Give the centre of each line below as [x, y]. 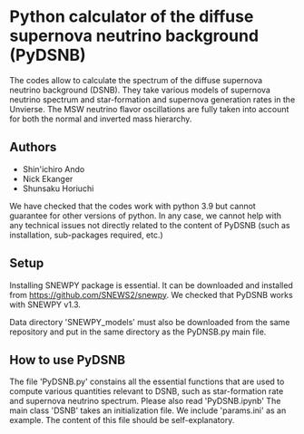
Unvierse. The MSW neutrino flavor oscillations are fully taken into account [149, 109]
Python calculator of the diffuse [132, 17]
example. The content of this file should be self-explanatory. [122, 420]
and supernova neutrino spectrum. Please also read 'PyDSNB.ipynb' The [145, 401]
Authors [33, 147]
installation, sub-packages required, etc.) [86, 235]
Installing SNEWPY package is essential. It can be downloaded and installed [151, 285]
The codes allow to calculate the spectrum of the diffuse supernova [136, 80]
